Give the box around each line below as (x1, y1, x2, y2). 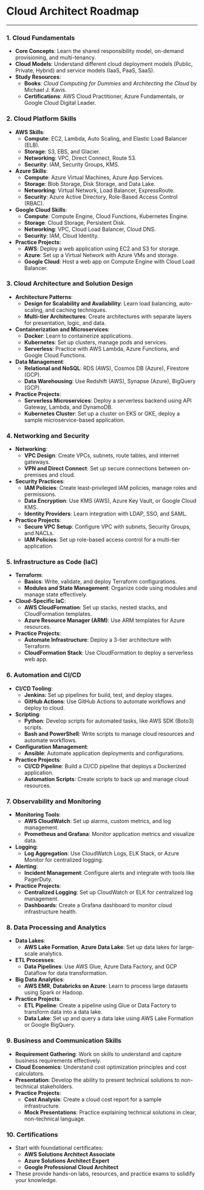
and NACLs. (24, 529, 55, 537)
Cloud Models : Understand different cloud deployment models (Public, (15, 60, 193, 68)
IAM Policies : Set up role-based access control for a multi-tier (24, 536, 180, 544)
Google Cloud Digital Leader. (24, 99, 97, 107)
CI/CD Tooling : (15, 684, 53, 692)
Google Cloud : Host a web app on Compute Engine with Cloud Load (24, 258, 195, 265)
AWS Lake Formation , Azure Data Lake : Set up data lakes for (24, 943, 178, 951)
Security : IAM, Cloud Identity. (24, 232, 99, 239)
